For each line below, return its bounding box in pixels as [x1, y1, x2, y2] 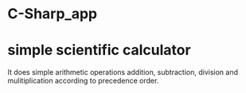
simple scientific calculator [7, 41, 192, 60]
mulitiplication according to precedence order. [7, 76, 159, 86]
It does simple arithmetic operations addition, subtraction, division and [7, 68, 238, 77]
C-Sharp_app [7, 5, 97, 23]
